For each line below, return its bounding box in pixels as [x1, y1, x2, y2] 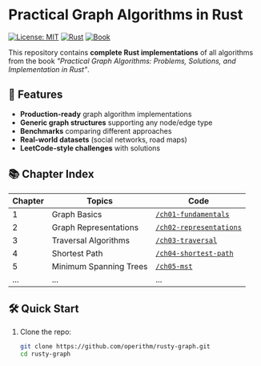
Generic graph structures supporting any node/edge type [19, 118, 213, 127]
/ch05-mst [155, 262, 193, 271]
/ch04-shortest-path [155, 248, 234, 258]
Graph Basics [51, 208, 102, 219]
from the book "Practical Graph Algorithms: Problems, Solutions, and [8, 56, 236, 66]
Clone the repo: [19, 327, 72, 337]
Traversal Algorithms [51, 235, 130, 246]
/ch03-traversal [155, 235, 218, 245]
